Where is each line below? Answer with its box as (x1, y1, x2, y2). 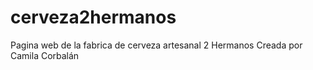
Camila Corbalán (10, 49, 80, 61)
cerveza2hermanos (10, 6, 177, 29)
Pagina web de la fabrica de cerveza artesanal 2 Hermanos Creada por (10, 39, 303, 51)
